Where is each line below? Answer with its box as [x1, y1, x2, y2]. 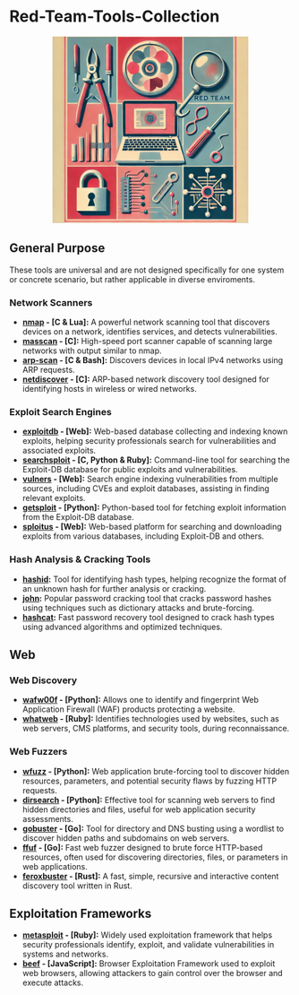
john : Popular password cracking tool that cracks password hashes [21, 593, 272, 603]
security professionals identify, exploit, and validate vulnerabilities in [21, 939, 275, 950]
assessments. [21, 813, 73, 824]
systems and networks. [21, 948, 109, 960]
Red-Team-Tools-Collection [9, 6, 220, 27]
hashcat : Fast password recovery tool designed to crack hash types [21, 611, 275, 622]
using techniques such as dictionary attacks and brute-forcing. [21, 602, 255, 613]
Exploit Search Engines [9, 405, 112, 418]
